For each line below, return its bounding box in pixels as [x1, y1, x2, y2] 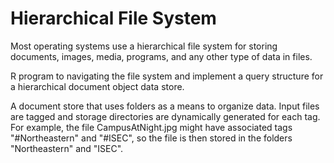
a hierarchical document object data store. [10, 80, 185, 92]
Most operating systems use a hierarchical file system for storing [10, 40, 278, 52]
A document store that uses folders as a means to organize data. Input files [10, 100, 320, 112]
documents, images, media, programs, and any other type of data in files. [10, 50, 313, 62]
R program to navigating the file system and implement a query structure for [10, 70, 324, 82]
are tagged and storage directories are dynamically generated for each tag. [10, 110, 321, 122]
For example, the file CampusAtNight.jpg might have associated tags [10, 121, 293, 133]
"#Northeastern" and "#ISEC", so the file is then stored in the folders [10, 132, 293, 144]
